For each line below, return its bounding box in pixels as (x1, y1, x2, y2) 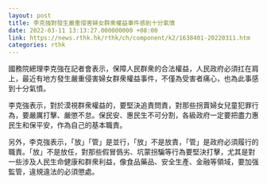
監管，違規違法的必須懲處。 (8, 167, 99, 177)
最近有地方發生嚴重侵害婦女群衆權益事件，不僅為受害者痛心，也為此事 (21, 74, 252, 83)
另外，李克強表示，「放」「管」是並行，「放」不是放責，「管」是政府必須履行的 (8, 137, 259, 147)
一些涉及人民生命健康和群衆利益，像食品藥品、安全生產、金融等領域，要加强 (8, 157, 259, 167)
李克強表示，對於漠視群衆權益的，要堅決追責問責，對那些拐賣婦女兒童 (8, 101, 238, 110)
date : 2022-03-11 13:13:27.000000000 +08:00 (8, 26, 158, 34)
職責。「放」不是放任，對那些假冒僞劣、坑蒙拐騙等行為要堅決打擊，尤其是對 (8, 148, 256, 157)
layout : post (8, 11, 52, 20)
